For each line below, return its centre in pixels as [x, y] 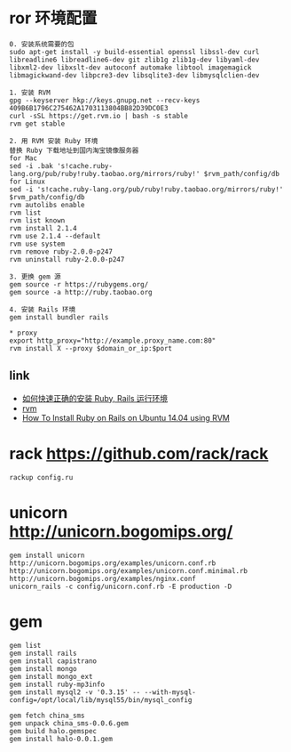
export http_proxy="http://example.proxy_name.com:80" [113, 340]
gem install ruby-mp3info [57, 684]
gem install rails [43, 653]
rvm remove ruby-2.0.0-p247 [61, 251]
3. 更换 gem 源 [35, 277]
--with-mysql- [170, 692]
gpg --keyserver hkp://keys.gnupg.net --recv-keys [105, 100]
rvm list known [37, 220]
